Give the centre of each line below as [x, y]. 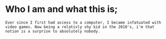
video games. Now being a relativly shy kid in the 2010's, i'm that [80, 27]
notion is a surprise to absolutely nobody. [53, 31]
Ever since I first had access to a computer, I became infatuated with [83, 22]
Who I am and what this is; [62, 9]
